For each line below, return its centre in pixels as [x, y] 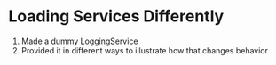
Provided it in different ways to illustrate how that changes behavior [144, 50]
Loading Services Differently [116, 16]
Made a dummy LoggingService [79, 41]
